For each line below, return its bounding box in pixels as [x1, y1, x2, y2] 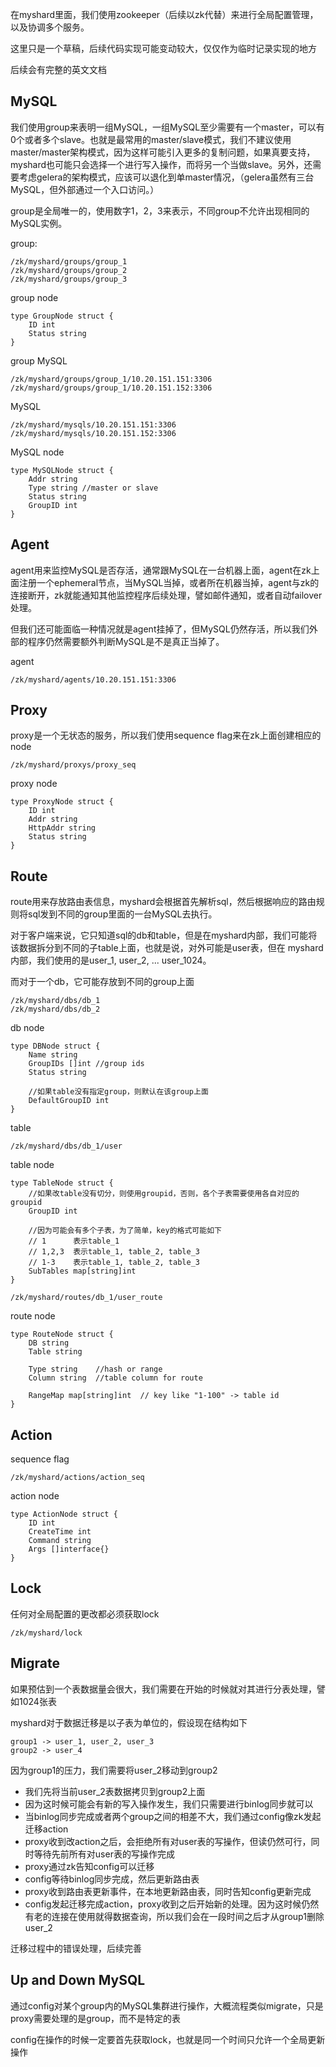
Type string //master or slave [28, 483, 159, 493]
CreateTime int [28, 1527, 92, 1537]
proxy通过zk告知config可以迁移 [24, 1860, 155, 1872]
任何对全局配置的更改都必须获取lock [10, 1608, 160, 1620]
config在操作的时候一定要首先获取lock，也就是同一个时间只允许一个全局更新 [10, 2033, 326, 2045]
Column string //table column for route [28, 1373, 203, 1383]
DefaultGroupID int [28, 1096, 110, 1106]
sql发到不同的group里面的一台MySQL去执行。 [27, 908, 218, 920]
